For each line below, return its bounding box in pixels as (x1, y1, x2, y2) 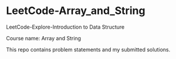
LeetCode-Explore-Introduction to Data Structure (6, 23, 125, 30)
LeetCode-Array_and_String (6, 4, 145, 18)
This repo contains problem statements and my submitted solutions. (6, 46, 171, 53)
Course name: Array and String (6, 34, 81, 41)
